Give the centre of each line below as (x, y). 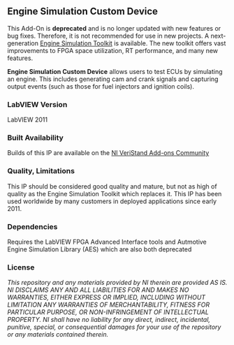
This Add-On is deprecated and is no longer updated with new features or (114, 28)
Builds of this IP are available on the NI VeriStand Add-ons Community (108, 153)
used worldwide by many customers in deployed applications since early (112, 201)
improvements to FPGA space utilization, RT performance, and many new (113, 50)
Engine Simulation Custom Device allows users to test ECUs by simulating (115, 71)
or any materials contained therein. (58, 335)
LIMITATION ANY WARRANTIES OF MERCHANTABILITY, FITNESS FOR (109, 305)
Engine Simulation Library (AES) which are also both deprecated (100, 249)
